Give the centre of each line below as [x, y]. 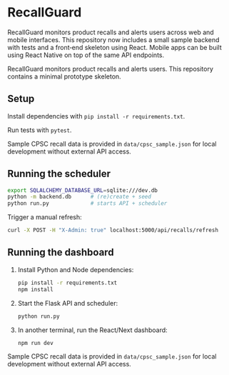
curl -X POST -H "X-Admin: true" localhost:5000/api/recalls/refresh [113, 230]
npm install [35, 289]
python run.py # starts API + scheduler [87, 204]
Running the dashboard [61, 252]
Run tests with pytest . [40, 130]
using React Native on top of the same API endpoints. [86, 55]
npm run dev [35, 343]
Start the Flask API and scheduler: [68, 303]
